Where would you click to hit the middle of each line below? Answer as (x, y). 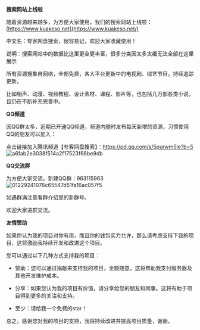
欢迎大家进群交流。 (30, 210)
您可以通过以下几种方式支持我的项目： (53, 255)
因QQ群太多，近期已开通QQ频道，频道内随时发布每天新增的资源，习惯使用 (98, 127)
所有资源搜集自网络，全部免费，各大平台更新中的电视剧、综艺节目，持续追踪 (100, 74)
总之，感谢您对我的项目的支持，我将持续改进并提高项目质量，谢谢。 (90, 321)
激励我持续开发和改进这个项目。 (66, 243)
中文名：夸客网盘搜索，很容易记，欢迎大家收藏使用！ (71, 41)
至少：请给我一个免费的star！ (51, 308)
